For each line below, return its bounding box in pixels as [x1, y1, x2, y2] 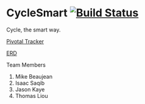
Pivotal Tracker [6, 37, 44, 45]
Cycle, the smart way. [6, 26, 61, 33]
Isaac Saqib [15, 79, 44, 86]
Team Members [6, 61, 46, 68]
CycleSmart [6, 6, 68, 20]
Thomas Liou [15, 92, 48, 99]
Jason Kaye [15, 85, 45, 93]
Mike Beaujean [15, 73, 53, 80]
